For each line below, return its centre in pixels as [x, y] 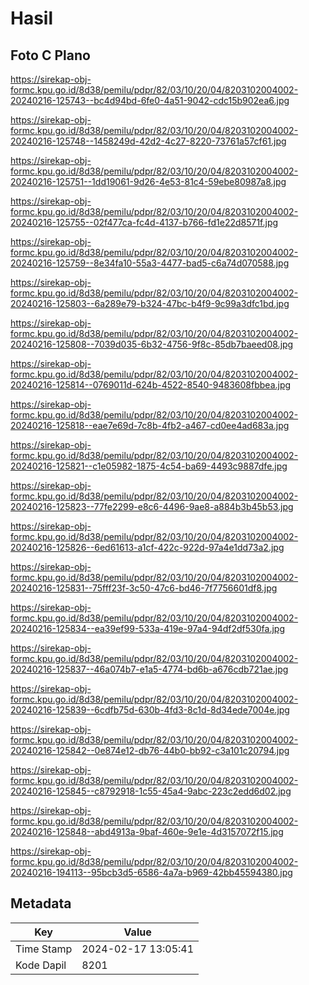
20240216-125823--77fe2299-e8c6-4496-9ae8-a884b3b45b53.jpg [152, 506]
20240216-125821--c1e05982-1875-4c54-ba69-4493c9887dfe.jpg [149, 466]
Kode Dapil [41, 965]
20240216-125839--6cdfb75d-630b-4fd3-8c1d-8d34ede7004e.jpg [150, 710]
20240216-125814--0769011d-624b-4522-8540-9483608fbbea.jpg [151, 385]
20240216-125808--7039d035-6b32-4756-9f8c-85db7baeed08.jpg [152, 344]
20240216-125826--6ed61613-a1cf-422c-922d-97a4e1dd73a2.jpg [147, 547]
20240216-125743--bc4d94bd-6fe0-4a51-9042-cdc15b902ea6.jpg [150, 100]
